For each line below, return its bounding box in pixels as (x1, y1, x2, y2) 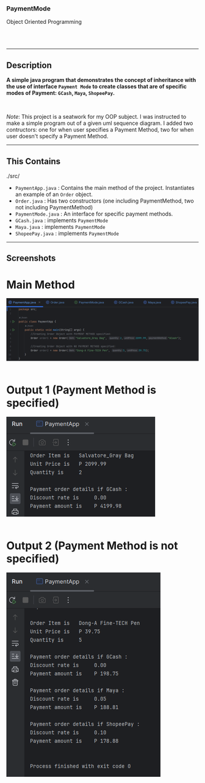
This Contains (6, 156, 61, 167)
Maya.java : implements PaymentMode (15, 223, 106, 230)
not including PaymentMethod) (15, 203, 93, 211)
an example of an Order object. (15, 190, 93, 198)
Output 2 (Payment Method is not (6, 539, 178, 552)
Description (6, 60, 52, 70)
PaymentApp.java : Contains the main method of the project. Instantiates (15, 184, 195, 191)
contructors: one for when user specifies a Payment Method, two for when (6, 126, 194, 133)
